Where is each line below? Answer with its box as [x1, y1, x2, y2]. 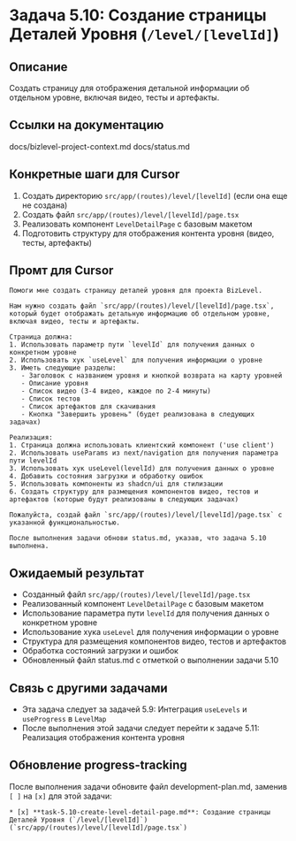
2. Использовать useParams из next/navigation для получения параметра [9, 448, 278, 458]
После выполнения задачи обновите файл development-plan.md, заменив [9, 781, 287, 791]
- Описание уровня [20, 379, 89, 388]
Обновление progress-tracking [9, 758, 187, 773]
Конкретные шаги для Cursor [9, 167, 180, 182]
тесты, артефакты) [21, 237, 93, 248]
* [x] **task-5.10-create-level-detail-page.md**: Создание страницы [9, 807, 271, 816]
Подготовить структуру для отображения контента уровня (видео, [21, 227, 275, 239]
